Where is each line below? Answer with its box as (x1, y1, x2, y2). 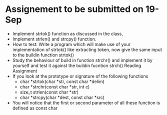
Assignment (12, 67, 37, 73)
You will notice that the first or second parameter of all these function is (12, 99, 160, 105)
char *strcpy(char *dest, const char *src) (19, 94, 105, 100)
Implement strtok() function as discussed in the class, (12, 30, 123, 36)
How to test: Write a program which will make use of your (12, 41, 131, 47)
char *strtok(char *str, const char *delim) (19, 78, 105, 84)
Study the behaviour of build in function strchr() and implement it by (12, 57, 152, 63)
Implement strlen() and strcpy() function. (12, 36, 96, 42)
